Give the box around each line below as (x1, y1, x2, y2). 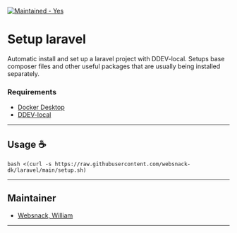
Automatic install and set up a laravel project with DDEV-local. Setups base (7, 54, 225, 63)
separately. (7, 69, 40, 77)
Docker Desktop (17, 103, 65, 112)
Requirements (7, 87, 57, 96)
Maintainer (7, 192, 56, 204)
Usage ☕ (7, 138, 47, 151)
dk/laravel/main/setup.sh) (7, 167, 87, 174)
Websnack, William (17, 211, 73, 220)
